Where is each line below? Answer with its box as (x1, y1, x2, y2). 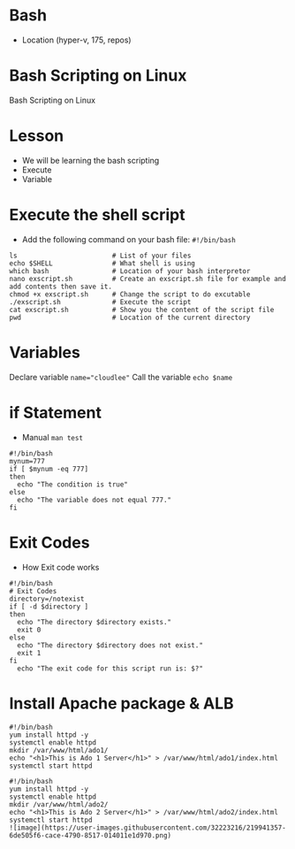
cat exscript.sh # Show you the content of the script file (9, 305, 275, 314)
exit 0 (17, 625, 42, 634)
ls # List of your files (9, 251, 192, 260)
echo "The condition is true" (17, 479, 128, 489)
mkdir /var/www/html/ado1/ (9, 746, 109, 754)
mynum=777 (9, 456, 46, 465)
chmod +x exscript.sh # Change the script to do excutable (9, 289, 251, 299)
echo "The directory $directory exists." (17, 617, 172, 626)
